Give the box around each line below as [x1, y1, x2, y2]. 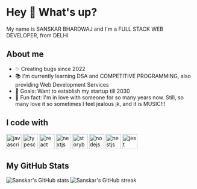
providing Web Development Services [14, 81, 110, 88]
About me [6, 49, 44, 60]
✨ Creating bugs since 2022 [14, 65, 86, 72]
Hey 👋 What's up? [6, 5, 98, 19]
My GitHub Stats [6, 161, 69, 171]
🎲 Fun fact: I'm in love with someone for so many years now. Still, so [14, 93, 184, 101]
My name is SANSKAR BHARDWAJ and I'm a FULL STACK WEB [6, 25, 164, 33]
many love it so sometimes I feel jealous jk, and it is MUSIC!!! [14, 100, 166, 107]
